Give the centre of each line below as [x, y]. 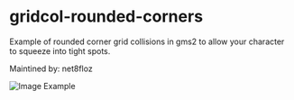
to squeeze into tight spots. [60, 50]
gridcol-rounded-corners [106, 17]
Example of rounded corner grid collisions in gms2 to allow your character [147, 41]
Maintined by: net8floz [51, 68]
